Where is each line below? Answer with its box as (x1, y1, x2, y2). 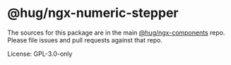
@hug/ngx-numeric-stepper (7, 5, 179, 21)
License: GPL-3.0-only (7, 49, 73, 58)
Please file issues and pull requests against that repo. (7, 35, 162, 44)
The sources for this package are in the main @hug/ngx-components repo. (7, 28, 225, 37)
